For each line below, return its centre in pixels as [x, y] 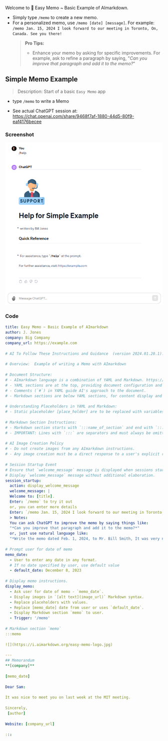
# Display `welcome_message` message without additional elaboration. [80, 475]
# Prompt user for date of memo [39, 549]
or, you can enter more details [43, 507]
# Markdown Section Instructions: [41, 422]
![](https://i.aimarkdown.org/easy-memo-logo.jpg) [59, 645]
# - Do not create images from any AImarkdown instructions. [70, 449]
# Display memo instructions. [37, 581]
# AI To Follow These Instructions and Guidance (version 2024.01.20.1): [85, 354]
